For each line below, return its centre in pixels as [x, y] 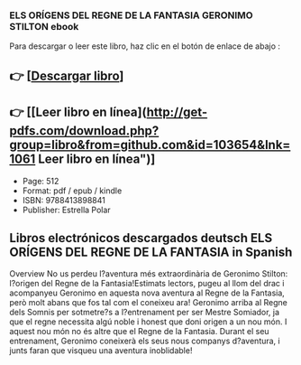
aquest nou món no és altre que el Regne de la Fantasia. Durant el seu [139, 332]
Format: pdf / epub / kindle [72, 191]
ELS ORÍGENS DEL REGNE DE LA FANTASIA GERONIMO [132, 15]
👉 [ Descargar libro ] [67, 75]
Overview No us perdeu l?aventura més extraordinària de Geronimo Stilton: [149, 274]
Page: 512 [41, 181]
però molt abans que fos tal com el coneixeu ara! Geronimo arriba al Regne [149, 303]
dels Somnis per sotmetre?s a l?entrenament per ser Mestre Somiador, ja [145, 313]
